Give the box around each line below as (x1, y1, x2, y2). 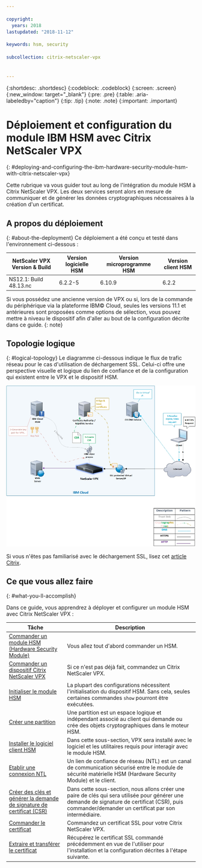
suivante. (67, 853, 90, 861)
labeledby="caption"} (6, 97, 60, 104)
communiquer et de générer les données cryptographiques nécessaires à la (6, 195, 194, 202)
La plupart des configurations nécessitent (67, 681, 170, 688)
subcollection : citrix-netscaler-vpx (6, 54, 101, 60)
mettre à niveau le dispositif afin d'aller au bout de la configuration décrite (6, 314, 189, 322)
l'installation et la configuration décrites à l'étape (67, 847, 188, 854)
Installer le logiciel (8, 740, 54, 747)
